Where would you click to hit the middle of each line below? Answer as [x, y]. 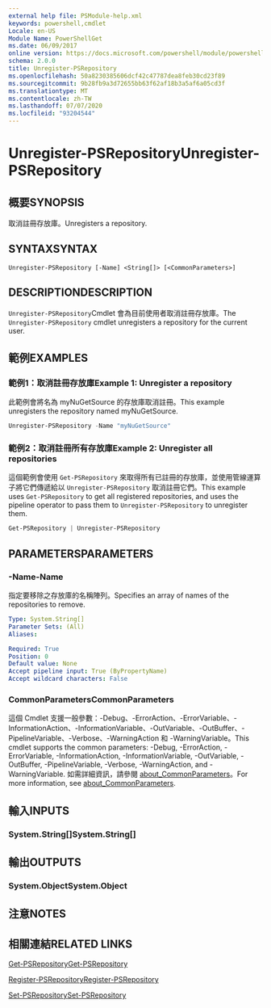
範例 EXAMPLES [48, 358]
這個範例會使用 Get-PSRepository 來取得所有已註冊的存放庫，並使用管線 [128, 477]
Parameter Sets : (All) [46, 627]
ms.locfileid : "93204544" [52, 114]
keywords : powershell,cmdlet [57, 23]
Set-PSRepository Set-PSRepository [67, 995]
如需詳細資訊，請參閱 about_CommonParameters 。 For [158, 774]
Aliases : [23, 634]
